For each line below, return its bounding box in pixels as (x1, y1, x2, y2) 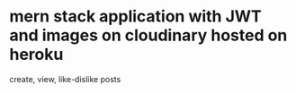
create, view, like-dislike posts (9, 73, 121, 84)
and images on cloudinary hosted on (9, 25, 288, 46)
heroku (9, 45, 64, 64)
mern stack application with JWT (9, 6, 263, 27)
